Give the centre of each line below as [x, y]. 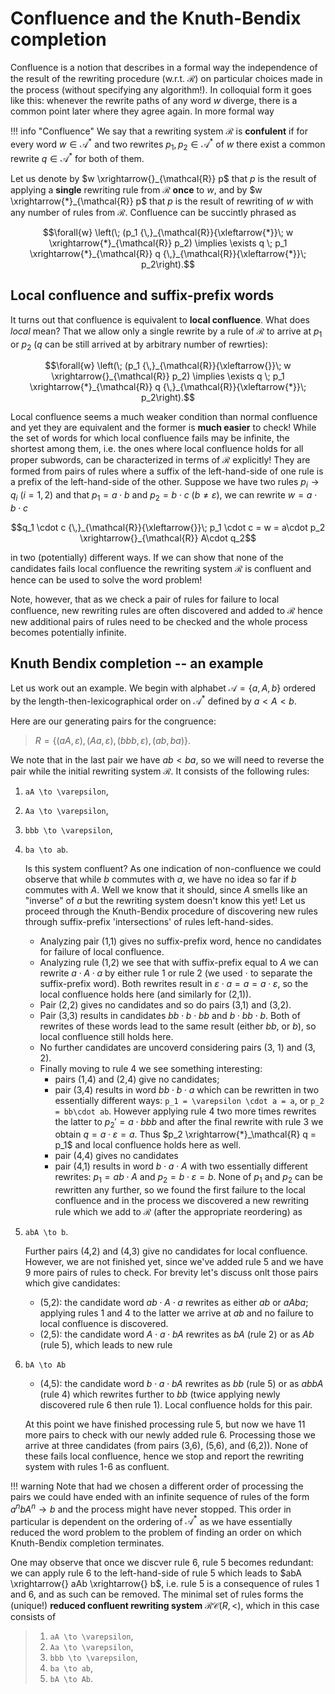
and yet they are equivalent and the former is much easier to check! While [163, 428]
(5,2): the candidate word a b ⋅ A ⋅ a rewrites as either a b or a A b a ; [174, 1303]
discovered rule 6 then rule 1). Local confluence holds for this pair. [176, 1405]
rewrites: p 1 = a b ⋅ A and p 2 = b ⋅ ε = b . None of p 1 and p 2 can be [188, 1178]
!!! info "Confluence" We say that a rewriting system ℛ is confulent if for [159, 131]
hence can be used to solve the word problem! [106, 580]
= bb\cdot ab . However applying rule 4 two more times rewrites [185, 1111]
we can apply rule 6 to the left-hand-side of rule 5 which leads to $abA [156, 1573]
